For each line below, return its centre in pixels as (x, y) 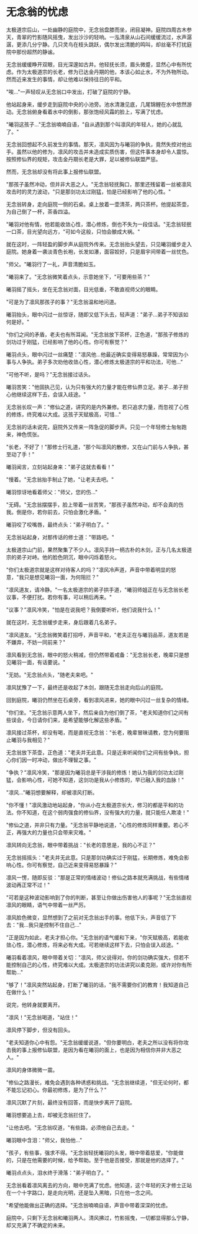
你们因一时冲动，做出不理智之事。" (54, 760)
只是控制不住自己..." (57, 924)
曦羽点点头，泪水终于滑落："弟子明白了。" (58, 1172)
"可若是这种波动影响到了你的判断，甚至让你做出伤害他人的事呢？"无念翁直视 (99, 897)
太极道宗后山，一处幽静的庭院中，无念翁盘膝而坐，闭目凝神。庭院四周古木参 (99, 30)
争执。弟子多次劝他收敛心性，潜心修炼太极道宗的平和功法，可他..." (102, 362)
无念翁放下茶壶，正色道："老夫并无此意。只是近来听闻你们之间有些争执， (95, 752)
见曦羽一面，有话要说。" (36, 662)
